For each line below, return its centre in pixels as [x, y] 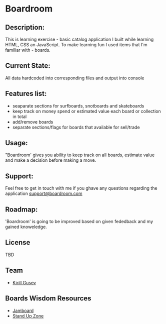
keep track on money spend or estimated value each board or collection [86, 111]
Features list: [26, 94]
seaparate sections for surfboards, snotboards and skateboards [78, 105]
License [18, 242]
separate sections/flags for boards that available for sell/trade [76, 127]
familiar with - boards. [28, 50]
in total [19, 117]
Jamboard [23, 310]
